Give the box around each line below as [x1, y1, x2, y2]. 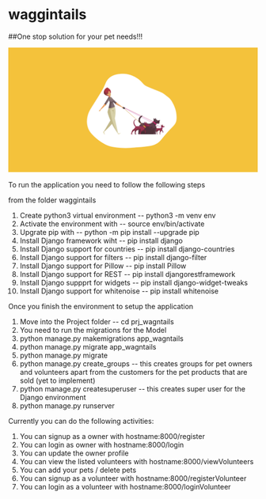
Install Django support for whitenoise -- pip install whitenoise [19, 286, 219, 296]
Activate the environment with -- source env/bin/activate [19, 219, 205, 229]
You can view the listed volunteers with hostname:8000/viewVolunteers [19, 456, 254, 466]
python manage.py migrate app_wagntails [19, 342, 157, 351]
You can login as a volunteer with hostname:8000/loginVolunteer [19, 482, 231, 491]
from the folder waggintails [8, 195, 97, 205]
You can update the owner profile [19, 448, 129, 458]
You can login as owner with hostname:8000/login [19, 440, 184, 449]
